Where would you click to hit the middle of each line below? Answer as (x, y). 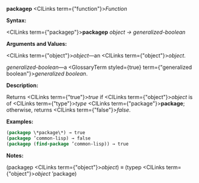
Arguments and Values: (37, 44)
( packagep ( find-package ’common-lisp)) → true (68, 144)
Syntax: (16, 20)
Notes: (15, 155)
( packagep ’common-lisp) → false (49, 138)
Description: (22, 85)
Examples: (20, 121)
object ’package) (56, 173)
